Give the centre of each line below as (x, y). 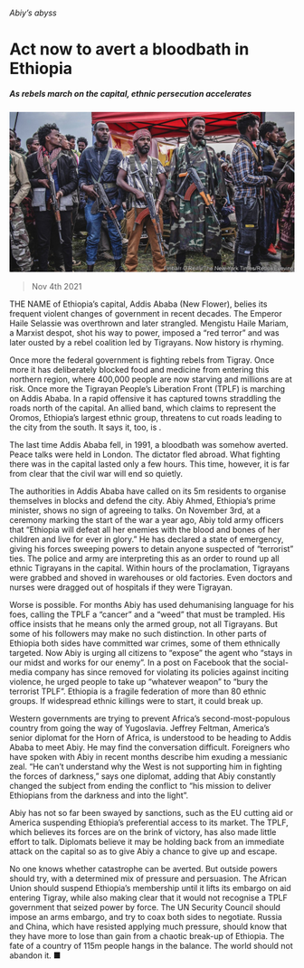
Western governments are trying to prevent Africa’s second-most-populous (150, 718)
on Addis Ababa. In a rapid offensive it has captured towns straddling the (145, 399)
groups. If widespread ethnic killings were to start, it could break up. (137, 701)
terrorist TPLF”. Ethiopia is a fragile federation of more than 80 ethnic (138, 691)
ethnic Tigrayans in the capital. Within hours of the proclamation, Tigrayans (150, 568)
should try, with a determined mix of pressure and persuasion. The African (148, 878)
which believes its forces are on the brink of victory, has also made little (143, 832)
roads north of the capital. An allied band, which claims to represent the (143, 408)
